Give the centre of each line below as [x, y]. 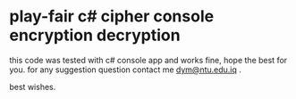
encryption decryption [95, 35]
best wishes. [33, 87]
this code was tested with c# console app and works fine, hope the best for [148, 60]
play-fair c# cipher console [112, 16]
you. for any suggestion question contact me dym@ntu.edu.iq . [125, 70]
